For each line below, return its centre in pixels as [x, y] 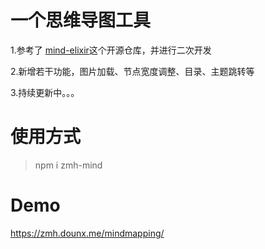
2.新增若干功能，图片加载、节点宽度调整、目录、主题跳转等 [132, 71]
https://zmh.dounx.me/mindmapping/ [87, 233]
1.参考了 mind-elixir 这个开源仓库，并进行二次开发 [111, 50]
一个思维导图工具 [81, 20]
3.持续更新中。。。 [45, 92]
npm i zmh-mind [68, 165]
